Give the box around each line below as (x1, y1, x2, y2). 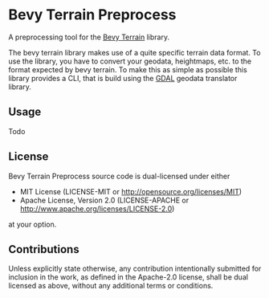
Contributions (8, 243, 79, 256)
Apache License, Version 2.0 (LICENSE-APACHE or (19, 195, 190, 205)
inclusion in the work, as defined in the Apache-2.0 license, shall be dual (8, 272, 249, 282)
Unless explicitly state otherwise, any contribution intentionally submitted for (8, 263, 262, 274)
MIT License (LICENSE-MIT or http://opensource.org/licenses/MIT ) (19, 186, 243, 196)
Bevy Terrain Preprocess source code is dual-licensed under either (8, 171, 230, 181)
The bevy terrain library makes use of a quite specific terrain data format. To (8, 47, 261, 57)
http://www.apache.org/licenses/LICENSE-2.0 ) (19, 203, 175, 214)
